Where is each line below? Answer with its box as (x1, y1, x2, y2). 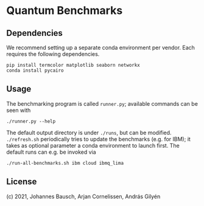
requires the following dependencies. (6, 50, 100, 58)
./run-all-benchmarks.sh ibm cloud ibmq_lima (6, 160, 124, 166)
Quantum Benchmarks (6, 4, 123, 18)
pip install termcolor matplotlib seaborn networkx (6, 62, 140, 68)
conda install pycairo (6, 67, 64, 74)
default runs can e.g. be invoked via (6, 148, 96, 156)
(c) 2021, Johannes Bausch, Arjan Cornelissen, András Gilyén (6, 193, 161, 200)
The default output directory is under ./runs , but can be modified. (6, 129, 172, 136)
